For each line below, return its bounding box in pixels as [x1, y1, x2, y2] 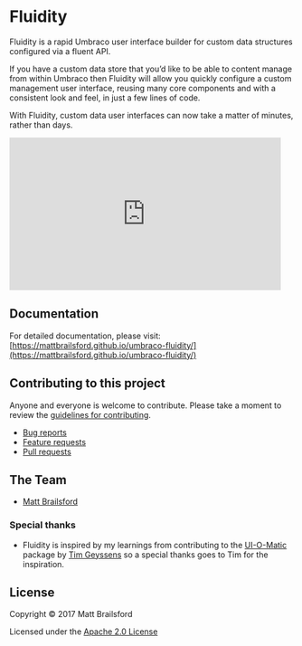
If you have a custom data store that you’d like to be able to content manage [9, 63, 292, 74]
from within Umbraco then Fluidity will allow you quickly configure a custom [9, 72, 292, 83]
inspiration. [22, 558, 65, 569]
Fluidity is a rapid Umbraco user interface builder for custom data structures [9, 36, 293, 47]
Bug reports [22, 427, 68, 438]
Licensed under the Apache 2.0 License [9, 626, 158, 637]
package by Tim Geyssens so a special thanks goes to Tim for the [22, 549, 269, 560]
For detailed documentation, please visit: [9, 330, 161, 341]
